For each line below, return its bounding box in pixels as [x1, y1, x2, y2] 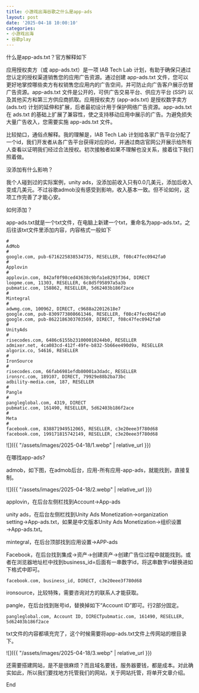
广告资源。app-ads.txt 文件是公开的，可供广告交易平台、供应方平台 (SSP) [6, 89, 187, 95]
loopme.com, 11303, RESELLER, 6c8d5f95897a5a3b [6, 280, 127, 286]
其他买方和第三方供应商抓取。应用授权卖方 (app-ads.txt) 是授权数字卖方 [11, 96, 187, 103]
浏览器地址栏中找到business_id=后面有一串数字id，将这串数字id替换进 [16, 558, 188, 565]
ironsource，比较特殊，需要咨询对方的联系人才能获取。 [6, 589, 142, 596]
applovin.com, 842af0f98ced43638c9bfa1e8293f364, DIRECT [6, 275, 150, 281]
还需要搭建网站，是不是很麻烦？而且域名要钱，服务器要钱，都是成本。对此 [6, 662, 188, 669]
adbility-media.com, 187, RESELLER [6, 379, 94, 385]
